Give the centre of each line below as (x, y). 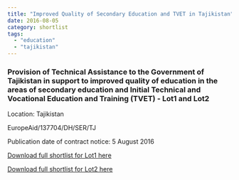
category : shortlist (38, 27)
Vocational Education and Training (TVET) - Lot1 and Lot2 (108, 98)
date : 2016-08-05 (33, 21)
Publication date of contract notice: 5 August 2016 (81, 142)
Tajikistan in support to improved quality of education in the (113, 80)
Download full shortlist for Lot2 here (60, 169)
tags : (15, 34)
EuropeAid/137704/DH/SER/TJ (52, 128)
